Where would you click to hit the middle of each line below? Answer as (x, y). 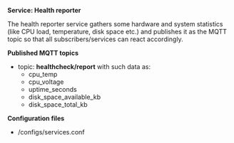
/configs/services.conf (51, 132)
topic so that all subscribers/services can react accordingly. (95, 39)
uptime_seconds (52, 89)
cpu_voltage (46, 82)
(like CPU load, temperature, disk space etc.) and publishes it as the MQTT (117, 32)
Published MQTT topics (43, 53)
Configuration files (36, 118)
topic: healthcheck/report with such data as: (84, 67)
